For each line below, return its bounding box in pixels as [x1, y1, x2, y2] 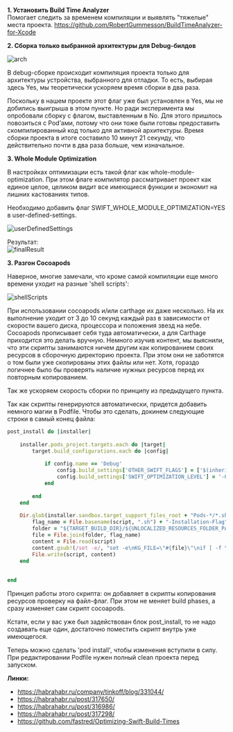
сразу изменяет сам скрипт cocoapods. [7, 604, 126, 612]
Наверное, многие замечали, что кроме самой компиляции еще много [7, 273, 218, 280]
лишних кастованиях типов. [7, 190, 90, 198]
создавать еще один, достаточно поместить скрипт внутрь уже [7, 625, 196, 633]
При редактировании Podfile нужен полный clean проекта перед [7, 653, 199, 661]
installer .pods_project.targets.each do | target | [19, 441, 166, 448]
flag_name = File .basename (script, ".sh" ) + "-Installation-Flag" [32, 519, 228, 526]
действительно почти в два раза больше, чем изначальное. [7, 141, 185, 149]
